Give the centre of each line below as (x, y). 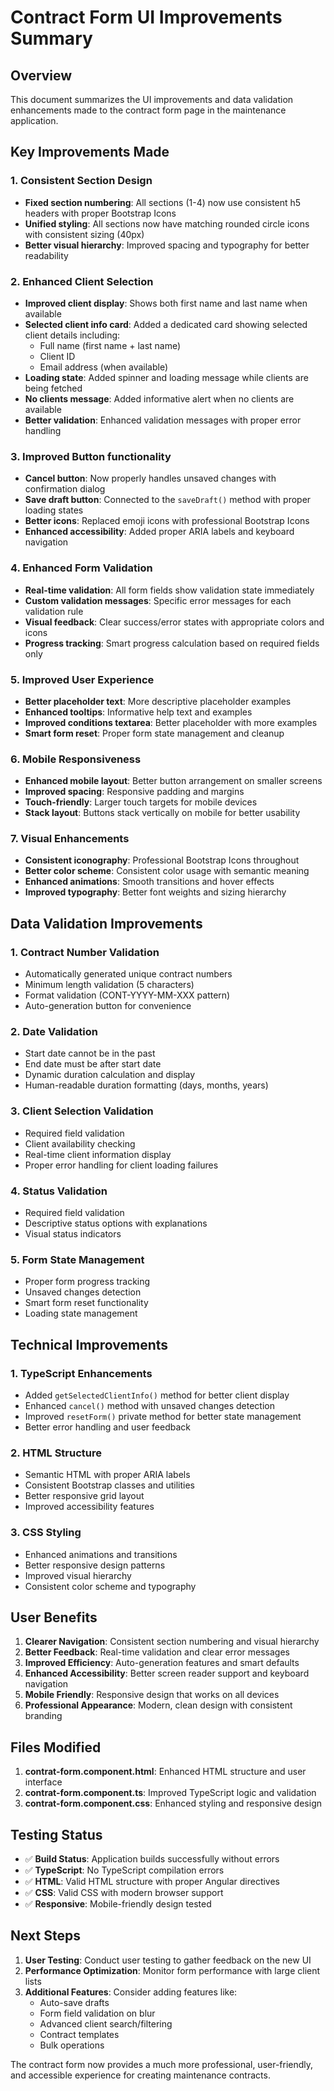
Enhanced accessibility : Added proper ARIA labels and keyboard (159, 532)
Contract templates (79, 2034)
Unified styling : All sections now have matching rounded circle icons (167, 223)
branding (43, 1716)
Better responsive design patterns (95, 1565)
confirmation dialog (65, 489)
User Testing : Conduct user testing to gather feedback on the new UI (168, 1960)
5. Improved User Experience (82, 679)
